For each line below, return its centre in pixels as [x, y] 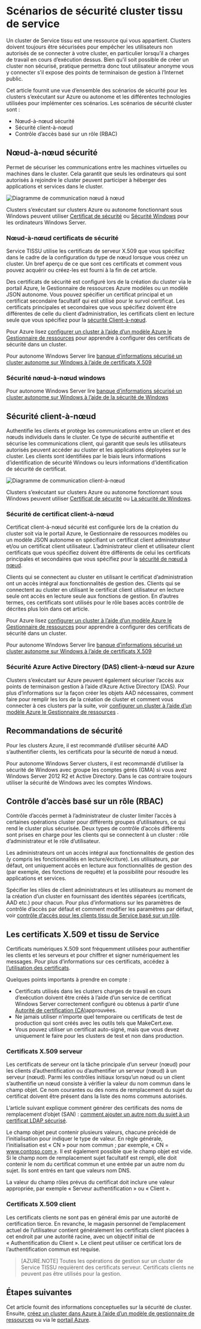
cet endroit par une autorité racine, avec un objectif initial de [81, 1236]
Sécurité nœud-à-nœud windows [56, 378]
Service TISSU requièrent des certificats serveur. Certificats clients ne [107, 1267]
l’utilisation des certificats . [38, 968]
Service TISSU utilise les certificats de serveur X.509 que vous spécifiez [95, 251]
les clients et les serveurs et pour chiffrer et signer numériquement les [93, 955]
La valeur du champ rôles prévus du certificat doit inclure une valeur [90, 1182]
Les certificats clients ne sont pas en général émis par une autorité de [92, 1217]
